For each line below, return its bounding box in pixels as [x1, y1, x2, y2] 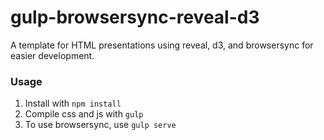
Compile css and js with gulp [24, 108, 144, 120]
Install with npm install [24, 97, 122, 110]
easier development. [10, 49, 95, 61]
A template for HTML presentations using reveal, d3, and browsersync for [10, 39, 314, 51]
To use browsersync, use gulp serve [24, 119, 177, 131]
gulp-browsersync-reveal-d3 [10, 6, 260, 29]
